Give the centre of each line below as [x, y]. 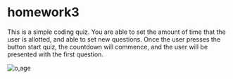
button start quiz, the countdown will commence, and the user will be [108, 47]
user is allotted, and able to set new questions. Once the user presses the [114, 39]
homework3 [43, 12]
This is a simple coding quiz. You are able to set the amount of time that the [117, 32]
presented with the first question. [56, 54]
